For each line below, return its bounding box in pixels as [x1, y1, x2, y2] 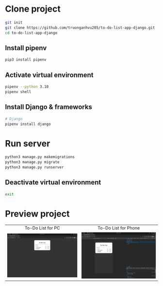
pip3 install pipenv [5, 57, 47, 62]
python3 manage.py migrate [5, 160, 60, 165]
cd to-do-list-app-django [5, 30, 57, 35]
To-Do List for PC [24, 225, 60, 231]
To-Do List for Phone [98, 225, 140, 231]
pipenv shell [5, 89, 32, 94]
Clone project [5, 3, 61, 15]
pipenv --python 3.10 [5, 84, 49, 89]
